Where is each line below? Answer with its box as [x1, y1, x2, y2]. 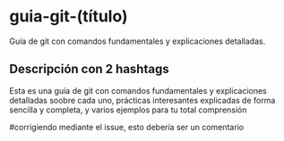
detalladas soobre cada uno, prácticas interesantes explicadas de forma [9, 95, 276, 105]
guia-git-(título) [9, 6, 128, 27]
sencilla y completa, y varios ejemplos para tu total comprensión [9, 104, 247, 115]
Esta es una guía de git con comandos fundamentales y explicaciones [9, 85, 267, 95]
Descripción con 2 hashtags [9, 62, 169, 77]
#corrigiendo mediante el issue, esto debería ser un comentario [9, 121, 245, 132]
